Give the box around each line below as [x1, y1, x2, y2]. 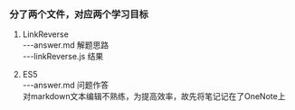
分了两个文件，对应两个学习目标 [9, 7, 149, 20]
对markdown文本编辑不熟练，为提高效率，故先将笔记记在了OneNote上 [22, 91, 286, 102]
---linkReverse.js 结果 [22, 51, 104, 62]
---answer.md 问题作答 [22, 79, 109, 91]
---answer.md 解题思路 [22, 40, 109, 50]
